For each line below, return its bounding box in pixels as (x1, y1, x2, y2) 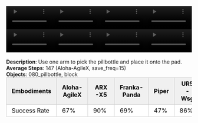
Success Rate (11, 107, 50, 114)
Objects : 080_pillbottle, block (6, 71, 78, 78)
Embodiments (11, 87, 52, 95)
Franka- (120, 84, 143, 91)
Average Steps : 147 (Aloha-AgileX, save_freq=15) (6, 65, 127, 71)
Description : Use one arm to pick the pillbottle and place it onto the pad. (6, 58, 183, 65)
